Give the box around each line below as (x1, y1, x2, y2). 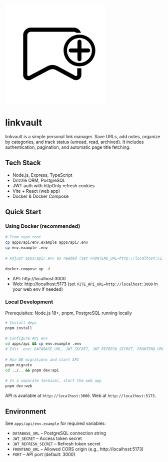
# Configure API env (5, 336, 48, 341)
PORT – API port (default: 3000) (12, 451, 75, 457)
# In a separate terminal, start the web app (5, 378, 101, 383)
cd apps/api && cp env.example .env (5, 341, 81, 346)
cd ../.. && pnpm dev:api (5, 367, 59, 373)
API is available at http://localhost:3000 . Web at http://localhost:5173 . (5, 392, 156, 399)
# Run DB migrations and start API (5, 357, 79, 362)
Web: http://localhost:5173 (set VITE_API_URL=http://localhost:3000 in (12, 281, 158, 287)
